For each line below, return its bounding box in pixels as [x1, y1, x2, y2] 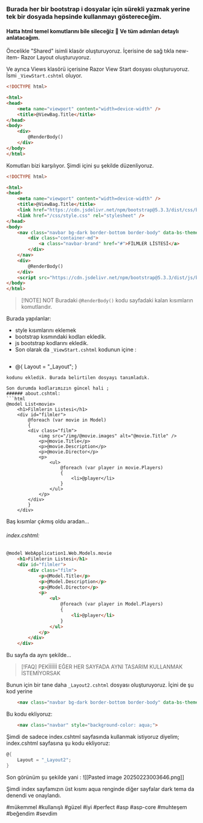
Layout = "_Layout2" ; [17, 756, 71, 763]
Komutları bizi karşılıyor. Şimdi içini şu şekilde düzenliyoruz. [6, 162, 154, 169]
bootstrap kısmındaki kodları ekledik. [14, 333, 107, 340]
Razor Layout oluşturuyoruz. [21, 54, 92, 61]
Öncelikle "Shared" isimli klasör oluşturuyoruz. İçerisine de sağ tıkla [6, 47, 175, 55]
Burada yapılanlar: [6, 315, 51, 322]
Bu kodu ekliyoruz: [6, 710, 53, 718]
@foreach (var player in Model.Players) [60, 601, 164, 607]
